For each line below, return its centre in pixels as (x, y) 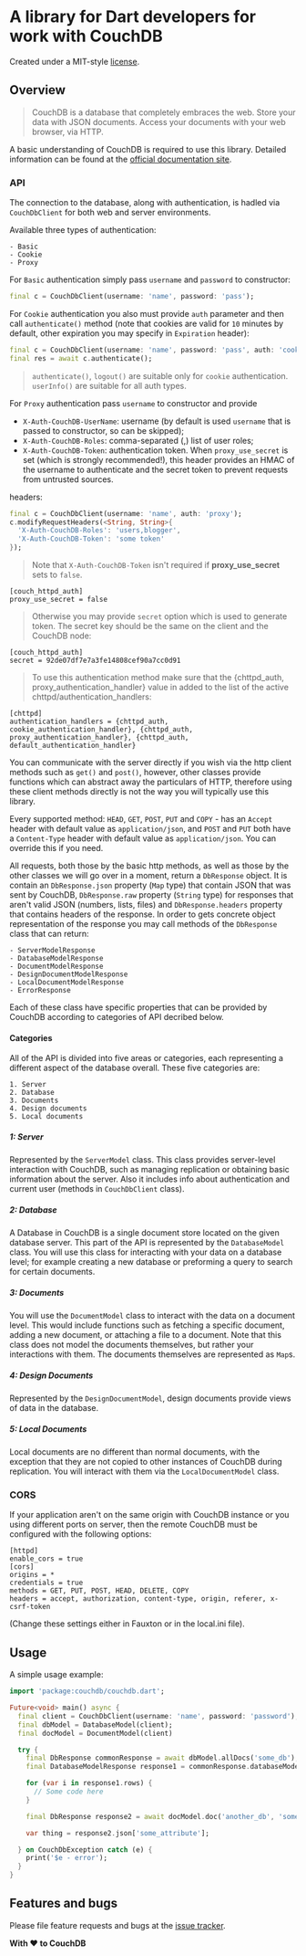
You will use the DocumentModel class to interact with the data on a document (153, 1316)
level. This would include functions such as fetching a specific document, (147, 1325)
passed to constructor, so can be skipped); (103, 430)
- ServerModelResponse (52, 951)
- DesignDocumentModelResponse (69, 974)
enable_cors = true (46, 1559)
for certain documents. (52, 1272)
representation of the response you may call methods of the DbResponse (143, 924)
